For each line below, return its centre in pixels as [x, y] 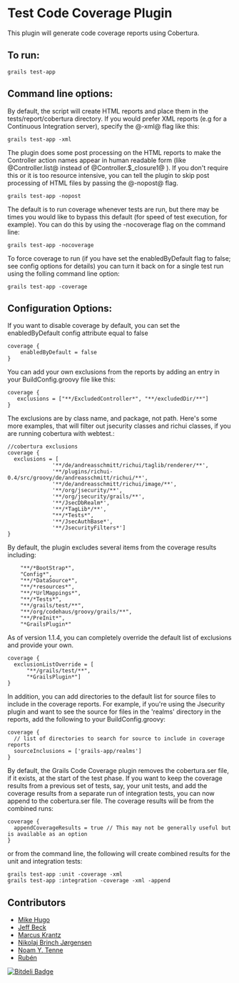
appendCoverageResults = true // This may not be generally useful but [123, 828]
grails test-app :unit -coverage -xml [65, 874]
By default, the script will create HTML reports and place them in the [108, 111]
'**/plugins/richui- [83, 472]
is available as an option [47, 834]
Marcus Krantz [40, 935]
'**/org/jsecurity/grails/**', [98, 497]
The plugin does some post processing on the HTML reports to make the [114, 152]
